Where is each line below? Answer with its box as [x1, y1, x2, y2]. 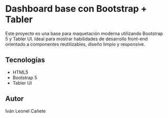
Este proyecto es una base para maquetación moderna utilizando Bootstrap [5, 30, 163, 36]
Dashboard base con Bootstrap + [5, 3, 147, 15]
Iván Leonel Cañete [5, 108, 46, 114]
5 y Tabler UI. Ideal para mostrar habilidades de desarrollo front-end [5, 36, 148, 42]
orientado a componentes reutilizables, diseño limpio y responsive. [5, 41, 146, 47]
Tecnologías [5, 56, 45, 65]
